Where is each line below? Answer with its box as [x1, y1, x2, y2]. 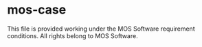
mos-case [7, 2, 67, 18]
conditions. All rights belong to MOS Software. [7, 31, 139, 40]
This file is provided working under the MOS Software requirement [7, 25, 195, 33]
